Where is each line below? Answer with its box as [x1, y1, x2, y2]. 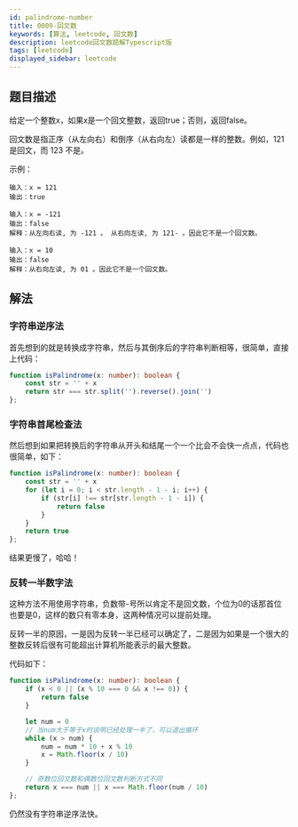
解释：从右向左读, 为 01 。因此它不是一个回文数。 [9, 264, 172, 274]
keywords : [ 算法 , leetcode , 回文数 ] [9, 29, 138, 38]
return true [25, 526, 69, 536]
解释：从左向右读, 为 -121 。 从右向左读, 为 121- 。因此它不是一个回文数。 [9, 229, 262, 237]
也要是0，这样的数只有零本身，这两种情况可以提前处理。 [9, 610, 216, 621]
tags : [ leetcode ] [9, 46, 74, 55]
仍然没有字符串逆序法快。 [9, 808, 103, 819]
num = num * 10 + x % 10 [41, 742, 133, 751]
